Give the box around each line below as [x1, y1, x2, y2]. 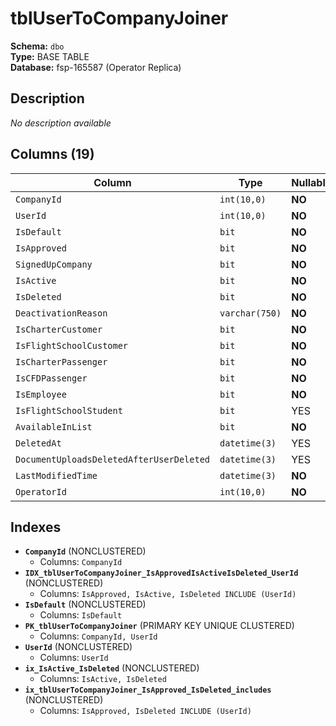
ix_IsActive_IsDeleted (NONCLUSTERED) [24, 662, 200, 674]
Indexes [10, 518, 62, 536]
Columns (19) [10, 146, 95, 163]
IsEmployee [15, 388, 67, 400]
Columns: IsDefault [39, 609, 123, 621]
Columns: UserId [39, 652, 109, 664]
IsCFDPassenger [15, 372, 88, 384]
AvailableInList [15, 421, 93, 432]
